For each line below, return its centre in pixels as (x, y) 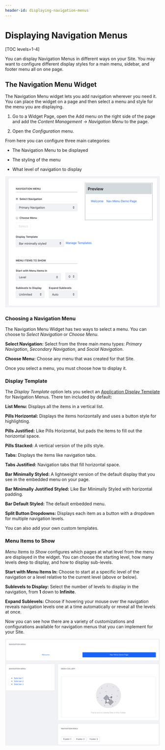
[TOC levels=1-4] (22, 49)
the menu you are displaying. (34, 107)
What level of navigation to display (47, 170)
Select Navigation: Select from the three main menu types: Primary (74, 344)
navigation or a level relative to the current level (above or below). (71, 577)
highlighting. (18, 421)
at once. (14, 612)
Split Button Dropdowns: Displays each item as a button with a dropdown (80, 513)
